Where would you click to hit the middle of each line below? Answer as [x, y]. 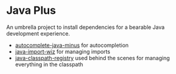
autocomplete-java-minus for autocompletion [72, 45]
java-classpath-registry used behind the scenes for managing [92, 58]
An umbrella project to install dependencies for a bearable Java [86, 27]
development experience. [38, 33]
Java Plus [31, 11]
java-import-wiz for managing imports [63, 51]
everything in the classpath [49, 64]
